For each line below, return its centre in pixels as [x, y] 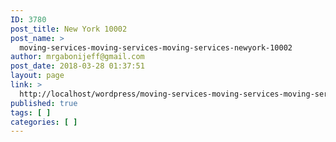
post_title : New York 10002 [69, 29]
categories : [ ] [44, 122]
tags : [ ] [31, 112]
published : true [44, 103]
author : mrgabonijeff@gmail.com [77, 57]
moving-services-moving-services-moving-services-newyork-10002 [156, 47]
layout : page [37, 76]
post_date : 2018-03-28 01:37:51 [77, 66]
